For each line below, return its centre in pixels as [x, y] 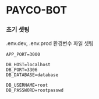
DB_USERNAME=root [27, 86]
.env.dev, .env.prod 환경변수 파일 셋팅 [50, 43]
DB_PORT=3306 [22, 70]
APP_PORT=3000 [23, 54]
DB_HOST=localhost [28, 65]
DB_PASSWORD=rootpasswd [35, 91]
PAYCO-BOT [37, 10]
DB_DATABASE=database [32, 75]
